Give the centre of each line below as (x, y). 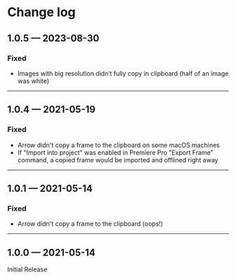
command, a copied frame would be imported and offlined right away (118, 160)
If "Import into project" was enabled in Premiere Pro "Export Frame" (116, 153)
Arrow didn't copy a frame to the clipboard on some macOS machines (118, 145)
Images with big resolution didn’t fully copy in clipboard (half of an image (123, 73)
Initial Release (27, 270)
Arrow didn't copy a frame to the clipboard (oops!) (90, 224)
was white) (33, 81)
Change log (41, 12)
